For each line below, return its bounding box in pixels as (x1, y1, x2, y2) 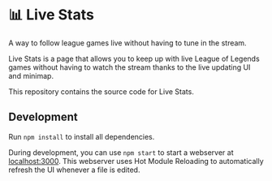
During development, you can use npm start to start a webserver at (8, 147, 234, 157)
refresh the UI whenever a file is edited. (8, 165, 140, 175)
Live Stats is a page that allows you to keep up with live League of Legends (8, 54, 260, 63)
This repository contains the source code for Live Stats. (8, 86, 195, 97)
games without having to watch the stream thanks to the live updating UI (8, 62, 251, 72)
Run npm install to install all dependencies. (8, 131, 155, 141)
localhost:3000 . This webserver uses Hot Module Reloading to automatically (8, 156, 264, 166)
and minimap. (8, 71, 54, 80)
